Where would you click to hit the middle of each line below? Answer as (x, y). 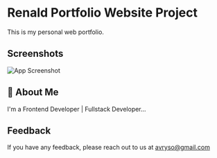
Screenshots (35, 54)
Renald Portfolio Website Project (102, 13)
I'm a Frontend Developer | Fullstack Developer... (77, 109)
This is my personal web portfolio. (55, 32)
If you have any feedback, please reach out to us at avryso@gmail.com (108, 148)
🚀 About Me (33, 93)
